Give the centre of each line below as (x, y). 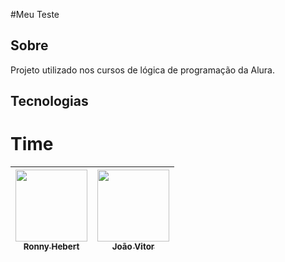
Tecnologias (49, 101)
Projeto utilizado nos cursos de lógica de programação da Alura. (142, 70)
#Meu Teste (35, 14)
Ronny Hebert (51, 247)
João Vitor (133, 247)
